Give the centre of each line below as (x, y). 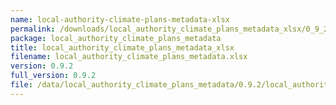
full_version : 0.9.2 (53, 76)
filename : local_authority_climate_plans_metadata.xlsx (129, 57)
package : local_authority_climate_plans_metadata (116, 38)
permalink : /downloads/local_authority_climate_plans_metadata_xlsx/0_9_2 (169, 29)
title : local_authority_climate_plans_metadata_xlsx (122, 47)
